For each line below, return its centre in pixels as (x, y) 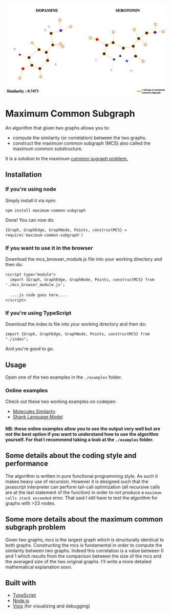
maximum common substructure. (48, 149)
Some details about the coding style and (71, 456)
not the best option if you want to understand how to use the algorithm (82, 434)
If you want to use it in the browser (49, 248)
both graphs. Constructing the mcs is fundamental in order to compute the (84, 545)
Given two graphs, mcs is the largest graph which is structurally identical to (85, 540)
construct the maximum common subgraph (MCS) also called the (82, 143)
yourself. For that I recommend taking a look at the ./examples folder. (80, 439)
